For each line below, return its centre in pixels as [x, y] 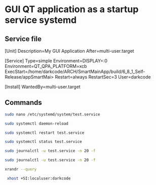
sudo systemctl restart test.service [45, 133]
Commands [24, 103]
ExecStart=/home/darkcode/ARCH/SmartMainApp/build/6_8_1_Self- [75, 71]
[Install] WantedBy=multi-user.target [43, 87]
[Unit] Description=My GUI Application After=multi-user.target [70, 51]
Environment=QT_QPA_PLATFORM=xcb [46, 66]
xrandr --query [21, 169]
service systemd [41, 20]
